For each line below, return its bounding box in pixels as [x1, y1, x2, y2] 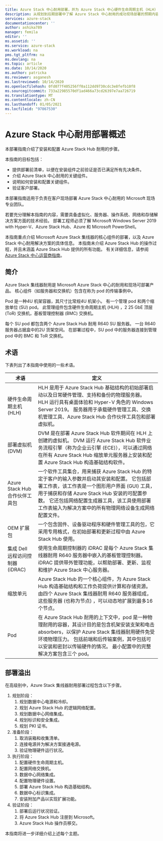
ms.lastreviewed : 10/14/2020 [5, 79, 64, 84]
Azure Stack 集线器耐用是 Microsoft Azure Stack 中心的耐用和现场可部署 [5, 281, 150, 287]
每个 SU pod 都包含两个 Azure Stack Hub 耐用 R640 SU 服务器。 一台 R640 [5, 320, 156, 326]
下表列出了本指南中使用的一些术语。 [5, 362, 78, 368]
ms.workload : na [5, 48, 38, 53]
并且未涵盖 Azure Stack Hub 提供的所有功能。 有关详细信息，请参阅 [13, 246, 149, 252]
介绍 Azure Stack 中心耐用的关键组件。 [12, 173, 90, 178]
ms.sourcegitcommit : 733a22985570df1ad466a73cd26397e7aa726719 [5, 88, 136, 93]
